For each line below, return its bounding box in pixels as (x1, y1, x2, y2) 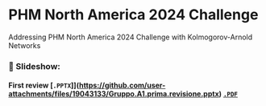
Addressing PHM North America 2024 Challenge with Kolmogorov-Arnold (8, 32, 253, 42)
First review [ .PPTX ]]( (8, 80, 80, 90)
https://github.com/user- (79, 80, 166, 90)
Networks (8, 40, 41, 50)
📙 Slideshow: (8, 60, 60, 71)
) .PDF (218, 89, 239, 99)
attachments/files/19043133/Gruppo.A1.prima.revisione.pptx (8, 89, 219, 99)
